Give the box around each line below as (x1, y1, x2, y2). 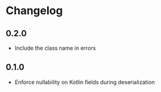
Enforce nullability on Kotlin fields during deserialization (14, 78, 155, 86)
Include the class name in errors (14, 44, 96, 52)
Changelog (6, 4, 63, 18)
